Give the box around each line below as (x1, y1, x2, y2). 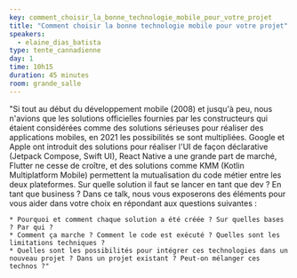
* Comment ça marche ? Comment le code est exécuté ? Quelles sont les (9, 230, 280, 240)
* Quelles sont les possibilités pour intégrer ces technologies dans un (9, 246, 289, 255)
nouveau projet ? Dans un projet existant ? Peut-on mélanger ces (9, 254, 261, 263)
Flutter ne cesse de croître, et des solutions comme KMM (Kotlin (9, 160, 245, 171)
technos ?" (9, 261, 50, 271)
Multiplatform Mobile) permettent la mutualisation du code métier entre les (9, 170, 282, 180)
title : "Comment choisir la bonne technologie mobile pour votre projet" (9, 21, 289, 30)
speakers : (9, 29, 46, 38)
